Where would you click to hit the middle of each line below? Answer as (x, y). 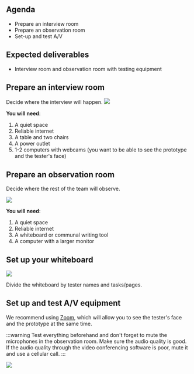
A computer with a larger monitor (54, 241)
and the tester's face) (40, 156)
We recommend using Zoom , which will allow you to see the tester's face (94, 317)
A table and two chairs (41, 137)
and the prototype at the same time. (49, 324)
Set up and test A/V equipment (63, 303)
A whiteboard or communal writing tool (61, 235)
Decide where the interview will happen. (54, 102)
